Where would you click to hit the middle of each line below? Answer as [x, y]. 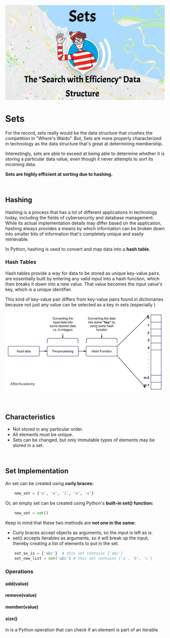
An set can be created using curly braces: [50, 483]
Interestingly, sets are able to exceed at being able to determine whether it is [85, 153]
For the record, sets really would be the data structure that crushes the [79, 133]
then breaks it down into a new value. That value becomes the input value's [84, 284]
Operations [19, 571]
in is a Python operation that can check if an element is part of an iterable [82, 630]
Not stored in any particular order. [48, 429]
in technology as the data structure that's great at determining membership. [84, 143]
